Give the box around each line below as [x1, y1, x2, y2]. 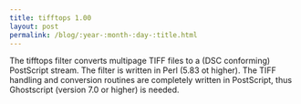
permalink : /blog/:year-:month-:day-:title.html [9, 30, 198, 39]
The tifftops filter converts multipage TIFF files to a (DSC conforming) [9, 56, 271, 67]
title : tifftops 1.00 [9, 13, 92, 23]
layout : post [9, 22, 59, 31]
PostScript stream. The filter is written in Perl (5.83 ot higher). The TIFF [9, 65, 276, 76]
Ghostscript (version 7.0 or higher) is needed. [9, 84, 180, 96]
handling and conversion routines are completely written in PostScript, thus [9, 75, 293, 86]
